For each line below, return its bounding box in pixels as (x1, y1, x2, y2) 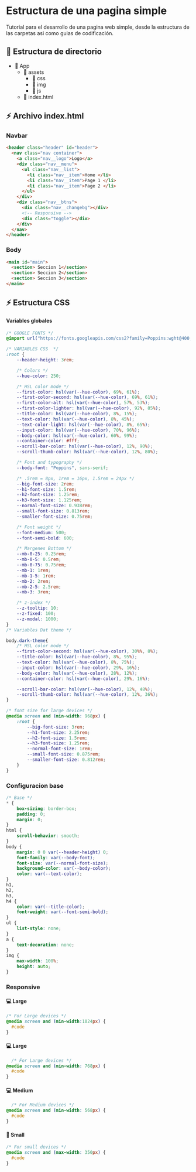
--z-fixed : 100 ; (16, 611, 57, 617)
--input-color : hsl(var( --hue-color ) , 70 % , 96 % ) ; (16, 427, 140, 433)
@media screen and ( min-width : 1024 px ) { (6, 1018, 106, 1024)
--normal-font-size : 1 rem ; (27, 746, 93, 752)
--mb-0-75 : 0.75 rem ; (16, 562, 67, 568)
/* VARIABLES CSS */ (6, 346, 59, 352)
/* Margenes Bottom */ (16, 546, 72, 552)
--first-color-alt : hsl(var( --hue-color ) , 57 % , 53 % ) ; (16, 400, 150, 406)
